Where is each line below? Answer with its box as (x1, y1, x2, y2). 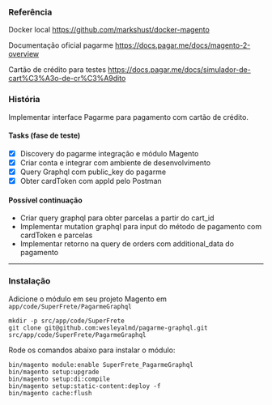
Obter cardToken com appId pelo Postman (19, 176, 162, 185)
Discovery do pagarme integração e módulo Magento (19, 148, 199, 158)
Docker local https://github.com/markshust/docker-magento (8, 25, 210, 35)
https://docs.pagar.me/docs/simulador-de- (108, 65, 251, 75)
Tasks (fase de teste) (8, 130, 81, 140)
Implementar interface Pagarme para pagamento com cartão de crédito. (8, 112, 249, 122)
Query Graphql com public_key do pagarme (19, 167, 167, 177)
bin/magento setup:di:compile (8, 375, 111, 383)
